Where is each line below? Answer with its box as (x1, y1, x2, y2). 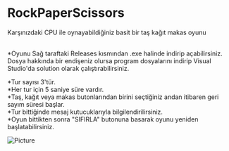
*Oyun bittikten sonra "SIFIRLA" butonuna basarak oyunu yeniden (7, 114, 199, 124)
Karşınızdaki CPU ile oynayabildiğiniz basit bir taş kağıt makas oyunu (7, 28, 206, 37)
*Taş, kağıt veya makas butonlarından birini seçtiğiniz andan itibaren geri (7, 93, 219, 101)
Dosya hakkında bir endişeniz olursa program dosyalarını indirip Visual (7, 56, 211, 65)
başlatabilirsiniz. (7, 122, 54, 131)
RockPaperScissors (7, 5, 125, 21)
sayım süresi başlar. (7, 100, 65, 108)
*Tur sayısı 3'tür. (7, 77, 56, 86)
